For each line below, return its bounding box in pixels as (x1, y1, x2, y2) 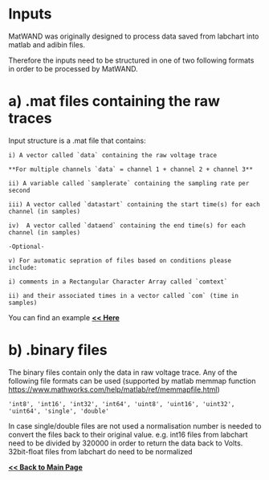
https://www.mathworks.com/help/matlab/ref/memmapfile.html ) (8, 384, 220, 394)
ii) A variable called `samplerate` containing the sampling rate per (8, 179, 250, 187)
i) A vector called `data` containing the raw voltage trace (8, 151, 218, 159)
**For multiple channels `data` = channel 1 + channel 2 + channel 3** (8, 165, 253, 173)
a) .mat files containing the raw (8, 92, 221, 111)
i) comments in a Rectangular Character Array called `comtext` (8, 278, 228, 286)
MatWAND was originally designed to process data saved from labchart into (8, 31, 259, 41)
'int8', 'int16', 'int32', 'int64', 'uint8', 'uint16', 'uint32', (8, 400, 235, 408)
